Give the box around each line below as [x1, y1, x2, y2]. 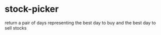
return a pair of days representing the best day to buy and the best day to [4, 20, 156, 26]
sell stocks [4, 25, 27, 31]
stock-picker [4, 3, 59, 15]
